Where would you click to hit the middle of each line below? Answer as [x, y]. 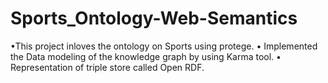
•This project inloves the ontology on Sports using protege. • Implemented [164, 46]
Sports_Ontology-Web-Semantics [154, 18]
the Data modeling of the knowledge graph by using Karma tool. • [146, 56]
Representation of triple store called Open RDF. [107, 67]
